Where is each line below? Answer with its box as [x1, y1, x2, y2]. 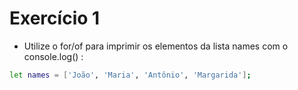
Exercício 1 [9, 7, 101, 30]
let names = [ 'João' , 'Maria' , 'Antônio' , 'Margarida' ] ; [9, 70, 252, 80]
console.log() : [23, 50, 84, 62]
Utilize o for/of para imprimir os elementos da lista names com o [23, 40, 289, 52]
